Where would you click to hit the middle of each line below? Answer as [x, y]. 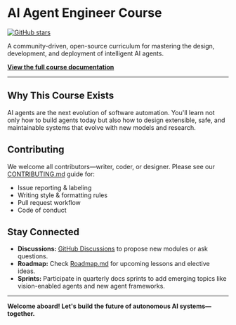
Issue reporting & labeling [54, 187]
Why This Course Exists [61, 96]
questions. [33, 256]
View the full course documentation [61, 67]
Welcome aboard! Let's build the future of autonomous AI [93, 306]
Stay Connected [43, 232]
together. [21, 314]
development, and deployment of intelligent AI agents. [85, 53]
